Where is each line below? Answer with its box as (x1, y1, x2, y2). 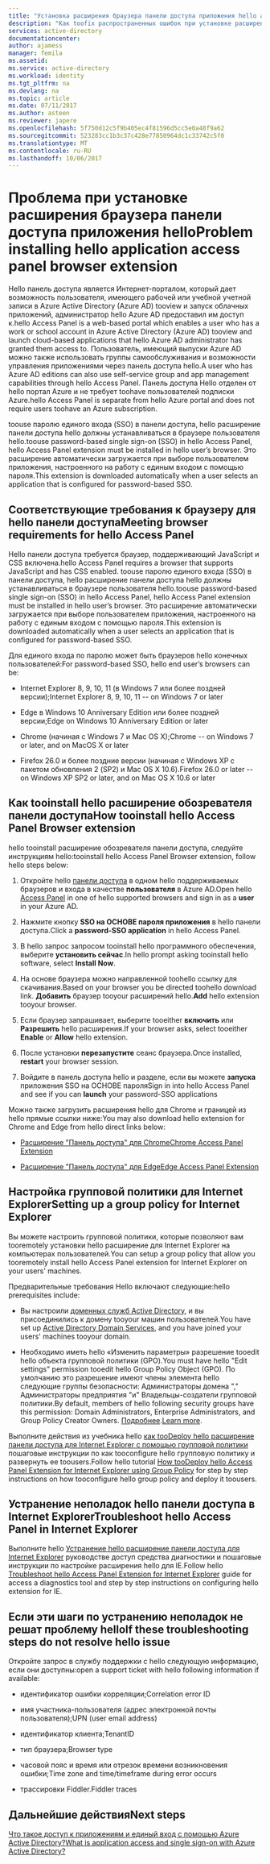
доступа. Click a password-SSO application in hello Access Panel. (19, 925, 241, 935)
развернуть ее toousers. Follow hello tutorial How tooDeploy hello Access (8, 1456, 253, 1467)
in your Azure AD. (19, 901, 79, 911)
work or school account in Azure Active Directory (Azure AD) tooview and (8, 327, 252, 337)
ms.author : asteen (8, 110, 70, 118)
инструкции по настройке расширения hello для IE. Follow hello (8, 1561, 223, 1571)
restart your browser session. (19, 1057, 119, 1066)
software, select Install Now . (19, 958, 116, 968)
